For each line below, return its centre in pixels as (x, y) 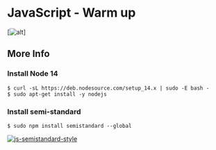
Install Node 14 (33, 74)
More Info (28, 54)
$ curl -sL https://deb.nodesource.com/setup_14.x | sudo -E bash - (108, 88)
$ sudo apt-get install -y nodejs (57, 94)
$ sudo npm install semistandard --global (69, 126)
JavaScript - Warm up (72, 13)
